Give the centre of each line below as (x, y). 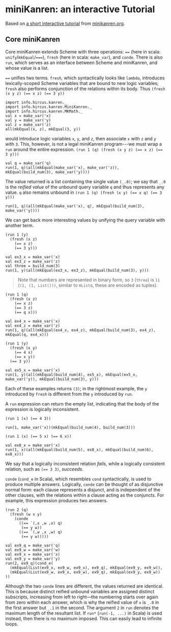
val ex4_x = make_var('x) (33, 321)
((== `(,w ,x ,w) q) (40, 532)
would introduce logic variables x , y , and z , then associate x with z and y (81, 138)
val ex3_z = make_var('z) (33, 261)
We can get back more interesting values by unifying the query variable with (85, 220)
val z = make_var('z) (28, 125)
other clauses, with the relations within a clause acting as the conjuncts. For (85, 495)
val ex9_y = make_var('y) (33, 559)
